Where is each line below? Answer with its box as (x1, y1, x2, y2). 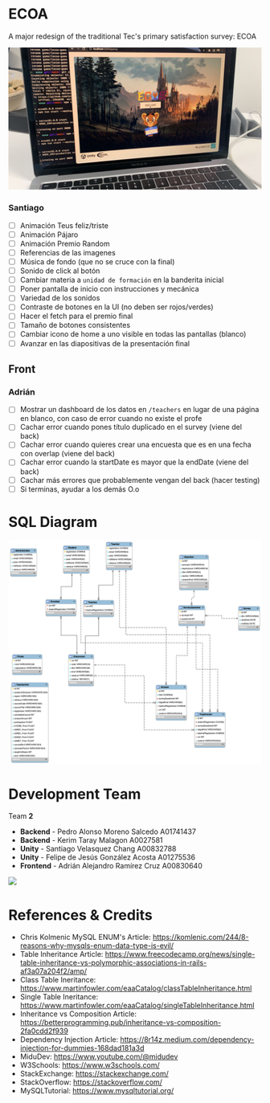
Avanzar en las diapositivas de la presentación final (19, 338, 190, 348)
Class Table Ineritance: (19, 975, 96, 985)
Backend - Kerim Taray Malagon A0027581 (19, 835, 163, 845)
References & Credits (8, 905, 153, 924)
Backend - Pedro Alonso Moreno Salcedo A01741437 (19, 827, 197, 836)
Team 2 (8, 811, 34, 821)
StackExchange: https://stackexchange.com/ (19, 1069, 169, 1079)
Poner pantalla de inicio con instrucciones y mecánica (19, 284, 199, 294)
